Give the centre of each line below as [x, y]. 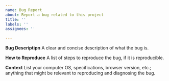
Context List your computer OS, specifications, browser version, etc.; [78, 68]
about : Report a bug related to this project [54, 15]
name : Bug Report [24, 10]
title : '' [16, 19]
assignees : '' [20, 29]
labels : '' [17, 24]
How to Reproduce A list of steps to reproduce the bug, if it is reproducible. [85, 58]
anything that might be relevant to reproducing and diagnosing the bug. [80, 73]
